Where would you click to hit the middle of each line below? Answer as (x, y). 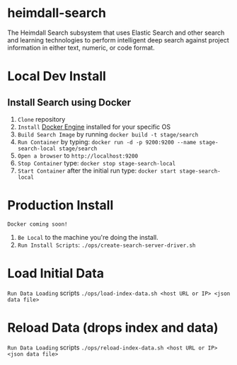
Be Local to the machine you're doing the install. (88, 237)
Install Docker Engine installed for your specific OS (94, 127)
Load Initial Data (56, 273)
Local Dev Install (57, 76)
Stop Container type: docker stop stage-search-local (97, 163)
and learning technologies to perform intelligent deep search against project (118, 40)
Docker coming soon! (38, 224)
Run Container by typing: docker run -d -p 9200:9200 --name (107, 141)
